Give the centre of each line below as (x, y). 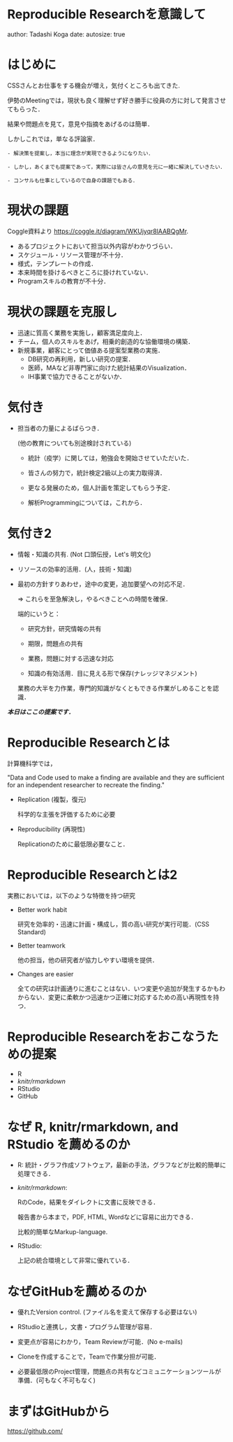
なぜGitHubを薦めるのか (77, 1291)
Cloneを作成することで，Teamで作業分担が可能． (89, 1357)
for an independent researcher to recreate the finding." (86, 784)
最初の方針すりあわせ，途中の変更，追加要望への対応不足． (103, 584)
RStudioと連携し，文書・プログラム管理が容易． (87, 1327)
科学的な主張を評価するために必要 (66, 814)
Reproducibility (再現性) (51, 829)
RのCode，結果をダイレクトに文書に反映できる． (88, 1202)
